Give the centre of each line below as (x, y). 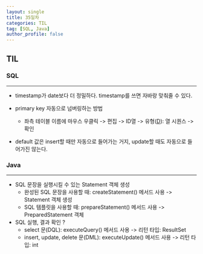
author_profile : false (35, 34)
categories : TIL (27, 23)
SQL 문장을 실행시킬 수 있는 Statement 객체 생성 (72, 185)
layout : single (25, 12)
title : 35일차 (23, 17)
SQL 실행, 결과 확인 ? (40, 222)
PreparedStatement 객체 (54, 215)
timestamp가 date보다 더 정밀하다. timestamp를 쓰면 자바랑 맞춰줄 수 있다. (104, 95)
